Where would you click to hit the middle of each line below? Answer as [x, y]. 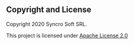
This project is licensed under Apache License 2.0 [67, 36]
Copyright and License [49, 10]
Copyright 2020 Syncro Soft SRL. [47, 24]
